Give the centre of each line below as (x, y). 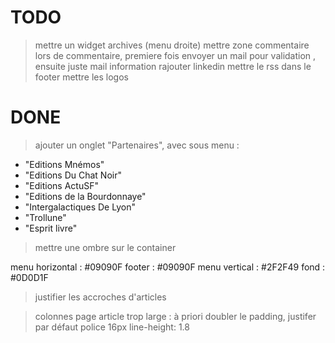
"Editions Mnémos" (64, 164)
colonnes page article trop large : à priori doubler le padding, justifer (175, 316)
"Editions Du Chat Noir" (73, 175)
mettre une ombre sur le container (105, 247)
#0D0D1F (29, 277)
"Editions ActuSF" (61, 185)
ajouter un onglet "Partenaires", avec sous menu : (137, 145)
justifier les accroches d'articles (100, 297)
